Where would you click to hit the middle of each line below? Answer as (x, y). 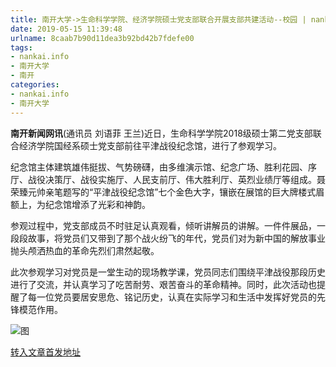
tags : (21, 47)
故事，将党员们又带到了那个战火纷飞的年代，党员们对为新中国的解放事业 (176, 238)
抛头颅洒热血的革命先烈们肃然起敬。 (85, 250)
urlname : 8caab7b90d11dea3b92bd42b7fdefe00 (102, 38)
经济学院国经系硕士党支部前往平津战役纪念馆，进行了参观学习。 (150, 145)
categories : (35, 85)
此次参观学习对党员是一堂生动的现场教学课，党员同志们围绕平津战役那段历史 (168, 272)
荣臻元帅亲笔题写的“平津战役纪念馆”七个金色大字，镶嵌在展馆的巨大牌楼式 (163, 192)
